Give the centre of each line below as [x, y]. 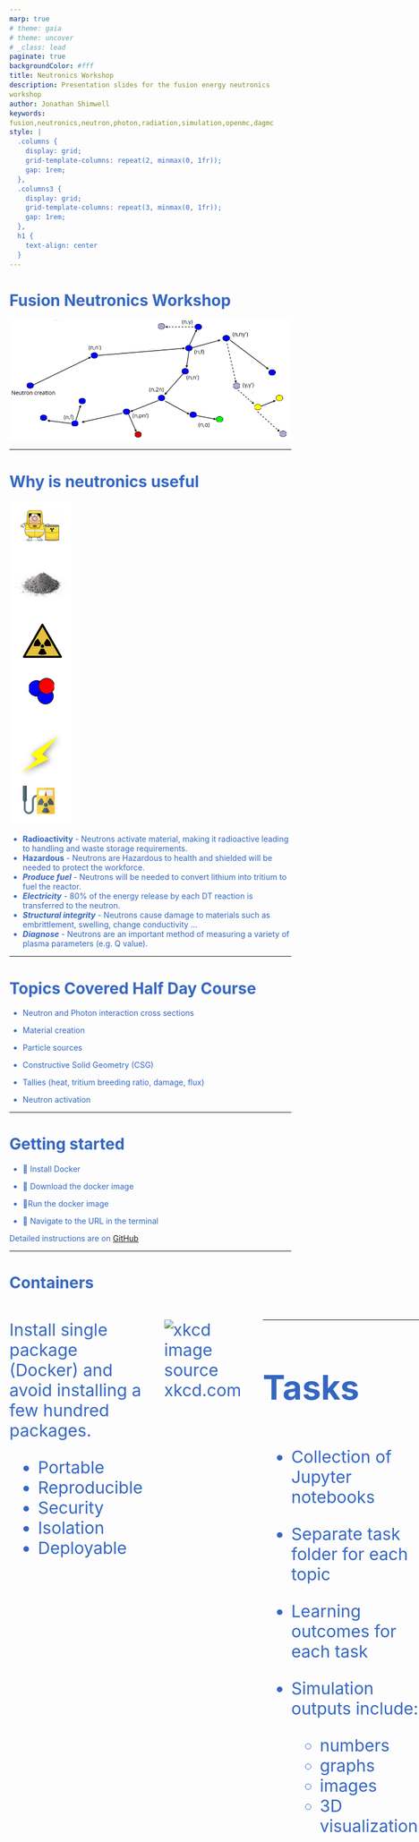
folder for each [350, 1555]
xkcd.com [203, 1390]
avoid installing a [75, 1390]
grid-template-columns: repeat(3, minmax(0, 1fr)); [124, 208]
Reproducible [90, 1488]
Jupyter [321, 1477]
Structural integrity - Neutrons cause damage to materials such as [146, 915]
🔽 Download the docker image [78, 1187]
